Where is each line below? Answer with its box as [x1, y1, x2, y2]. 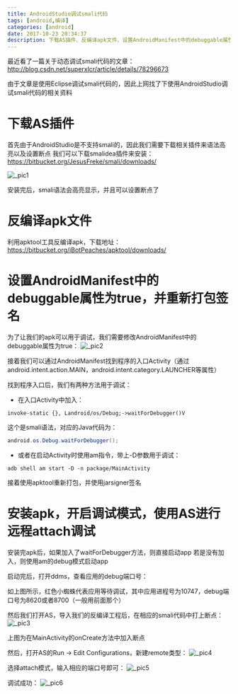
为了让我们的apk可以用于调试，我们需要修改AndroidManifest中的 [7, 332, 197, 341]
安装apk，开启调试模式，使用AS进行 [7, 506, 221, 521]
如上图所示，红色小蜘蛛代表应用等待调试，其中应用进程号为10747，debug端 [7, 586, 229, 595]
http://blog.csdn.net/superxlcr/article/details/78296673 [7, 65, 169, 74]
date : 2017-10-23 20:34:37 [7, 30, 87, 37]
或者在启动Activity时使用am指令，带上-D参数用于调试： [17, 451, 181, 459]
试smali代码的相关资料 [7, 88, 73, 97]
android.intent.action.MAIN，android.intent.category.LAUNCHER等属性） [7, 365, 221, 374]
